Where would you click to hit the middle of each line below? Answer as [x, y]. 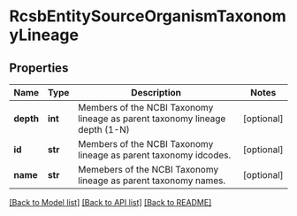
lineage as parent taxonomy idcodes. [155, 155]
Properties [39, 68]
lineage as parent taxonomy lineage [152, 119]
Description [156, 93]
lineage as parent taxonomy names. [152, 181]
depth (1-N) [104, 130]
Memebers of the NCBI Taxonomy [148, 170]
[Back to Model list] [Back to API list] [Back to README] [110, 202]
